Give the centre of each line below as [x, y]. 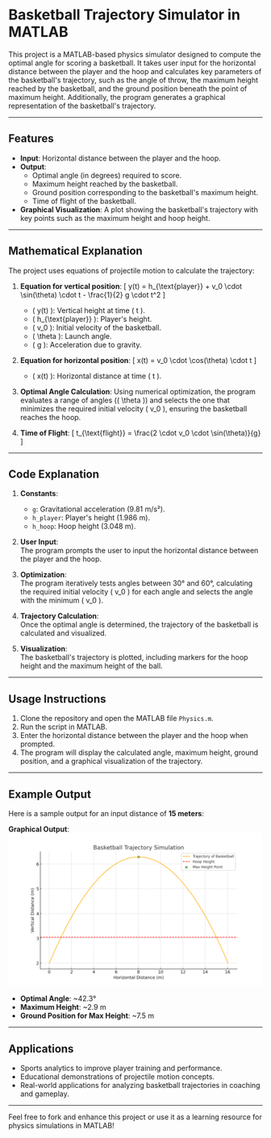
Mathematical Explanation [75, 251]
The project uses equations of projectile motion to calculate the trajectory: [131, 270]
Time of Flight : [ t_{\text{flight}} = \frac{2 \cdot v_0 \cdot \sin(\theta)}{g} [140, 432]
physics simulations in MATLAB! [61, 1126]
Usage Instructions [57, 699]
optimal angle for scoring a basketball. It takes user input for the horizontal [132, 63]
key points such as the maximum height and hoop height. [115, 218]
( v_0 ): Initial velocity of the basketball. [97, 327]
